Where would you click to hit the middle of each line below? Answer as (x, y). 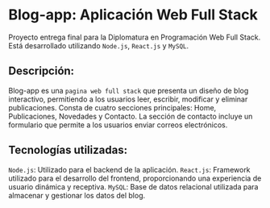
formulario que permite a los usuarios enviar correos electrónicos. (118, 125)
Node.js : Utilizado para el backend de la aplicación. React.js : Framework (130, 169)
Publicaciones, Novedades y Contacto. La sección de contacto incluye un (131, 116)
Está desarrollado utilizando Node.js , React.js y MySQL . (99, 45)
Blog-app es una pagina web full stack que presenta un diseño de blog (129, 90)
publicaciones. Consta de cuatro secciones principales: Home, (112, 107)
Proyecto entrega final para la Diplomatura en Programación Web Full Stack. (135, 37)
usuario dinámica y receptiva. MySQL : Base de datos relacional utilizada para (133, 186)
